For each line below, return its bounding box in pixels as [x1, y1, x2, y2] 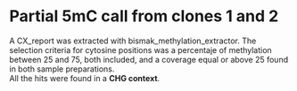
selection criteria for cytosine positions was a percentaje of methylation [9, 44, 272, 55]
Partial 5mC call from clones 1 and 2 [9, 6, 279, 27]
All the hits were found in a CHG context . [9, 72, 161, 83]
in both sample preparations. [9, 64, 115, 74]
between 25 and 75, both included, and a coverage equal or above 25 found [9, 54, 288, 64]
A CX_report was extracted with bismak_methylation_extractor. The [9, 35, 257, 46]
